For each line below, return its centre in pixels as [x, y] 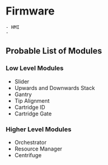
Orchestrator [30, 142]
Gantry [23, 94]
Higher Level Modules [39, 129]
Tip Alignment [32, 100]
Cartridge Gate [33, 114]
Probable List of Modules [54, 51]
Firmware [30, 11]
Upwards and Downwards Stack [55, 88]
